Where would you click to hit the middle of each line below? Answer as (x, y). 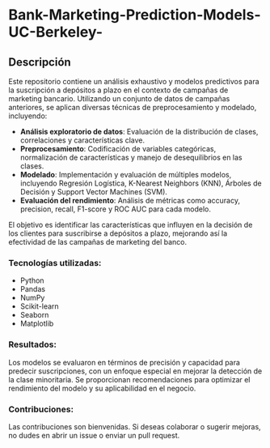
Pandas (33, 289)
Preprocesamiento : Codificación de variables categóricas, (118, 149)
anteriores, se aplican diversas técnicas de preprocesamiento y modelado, (133, 107)
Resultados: (32, 344)
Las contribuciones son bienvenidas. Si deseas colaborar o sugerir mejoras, (135, 426)
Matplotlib (37, 324)
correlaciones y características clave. (82, 140)
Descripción (40, 62)
